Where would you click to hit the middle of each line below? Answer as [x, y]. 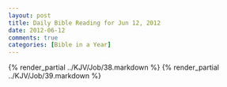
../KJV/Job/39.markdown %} [55, 76]
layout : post [30, 15]
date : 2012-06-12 [37, 30]
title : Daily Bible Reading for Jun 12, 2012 [84, 23]
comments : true [33, 38]
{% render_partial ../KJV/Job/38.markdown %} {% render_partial [114, 67]
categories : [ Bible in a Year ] [60, 45]
